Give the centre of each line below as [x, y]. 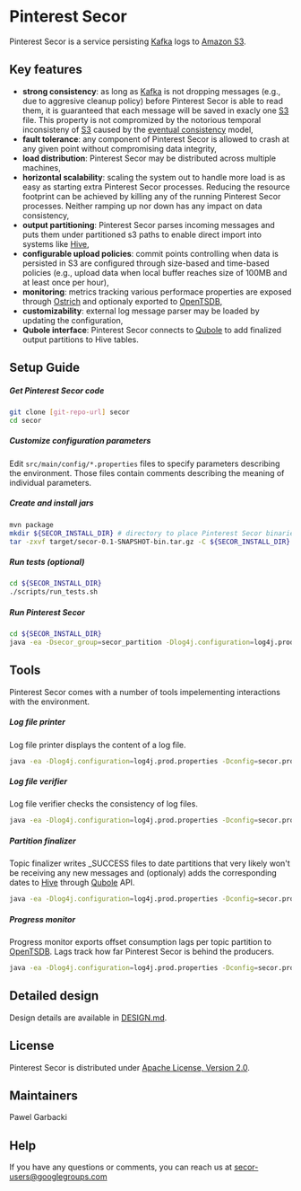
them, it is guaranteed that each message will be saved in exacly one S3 [155, 110]
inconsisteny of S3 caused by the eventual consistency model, [138, 129]
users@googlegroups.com [58, 1177]
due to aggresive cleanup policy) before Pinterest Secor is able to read [153, 101]
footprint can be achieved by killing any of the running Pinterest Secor [151, 196]
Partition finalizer [43, 841]
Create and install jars [52, 503]
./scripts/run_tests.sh [54, 592]
